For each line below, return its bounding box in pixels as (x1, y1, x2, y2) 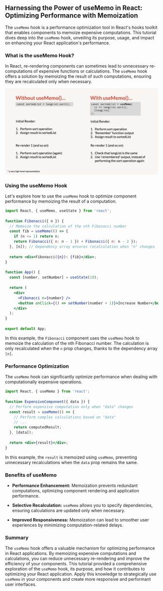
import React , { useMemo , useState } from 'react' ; (5, 208, 112, 213)
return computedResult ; (14, 425, 62, 430)
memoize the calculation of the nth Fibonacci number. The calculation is (5, 340, 149, 346)
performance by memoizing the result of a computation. (5, 198, 117, 204)
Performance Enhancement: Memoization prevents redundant (12, 483, 138, 488)
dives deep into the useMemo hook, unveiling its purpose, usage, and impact (5, 35, 154, 40)
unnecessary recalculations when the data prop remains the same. (5, 459, 138, 465)
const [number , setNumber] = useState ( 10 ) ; (9, 275, 98, 280)
